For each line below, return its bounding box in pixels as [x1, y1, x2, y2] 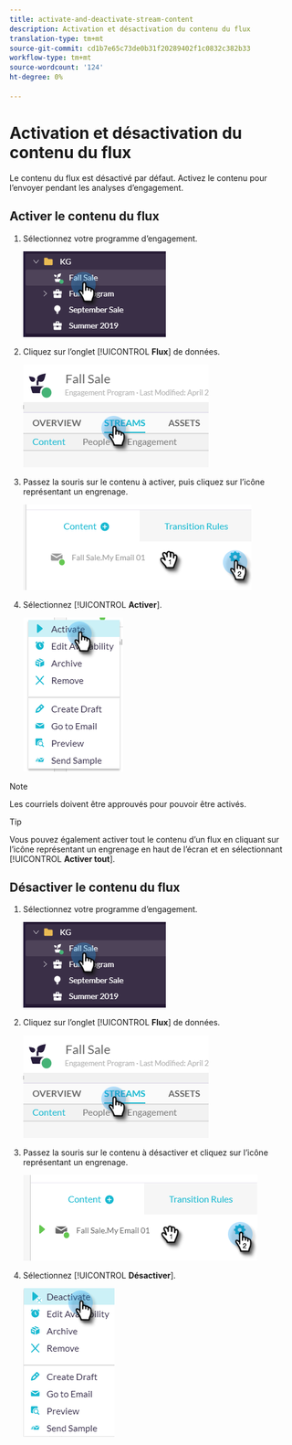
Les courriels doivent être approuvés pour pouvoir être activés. [9, 798, 247, 809]
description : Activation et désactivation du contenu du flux [9, 24, 251, 34]
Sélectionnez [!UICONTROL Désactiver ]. [22, 1270, 176, 1281]
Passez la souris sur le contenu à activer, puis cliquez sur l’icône [22, 476, 266, 487]
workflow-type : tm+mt [9, 53, 92, 63]
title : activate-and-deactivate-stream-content [9, 15, 194, 24]
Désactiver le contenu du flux [9, 879, 181, 895]
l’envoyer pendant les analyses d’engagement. [9, 182, 184, 193]
